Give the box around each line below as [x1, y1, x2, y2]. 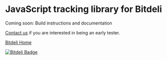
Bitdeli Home [5, 39, 32, 45]
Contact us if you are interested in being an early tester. [5, 29, 120, 35]
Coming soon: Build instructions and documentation [5, 20, 113, 26]
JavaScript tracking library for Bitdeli [5, 3, 162, 15]
